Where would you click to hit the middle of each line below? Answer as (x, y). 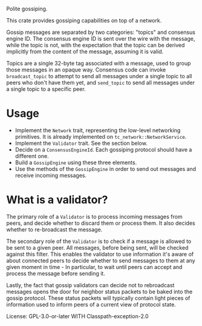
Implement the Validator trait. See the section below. (81, 143)
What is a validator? (57, 200)
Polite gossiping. (27, 9)
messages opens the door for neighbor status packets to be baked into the (99, 291)
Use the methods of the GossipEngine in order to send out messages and (106, 168)
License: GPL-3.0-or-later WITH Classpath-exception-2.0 (78, 316)
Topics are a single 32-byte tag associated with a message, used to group (99, 63)
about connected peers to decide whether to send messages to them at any (101, 261)
